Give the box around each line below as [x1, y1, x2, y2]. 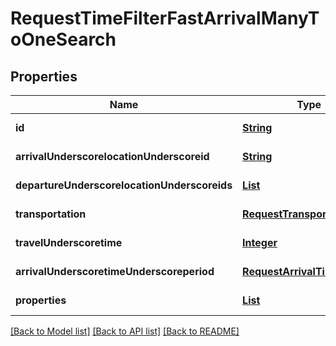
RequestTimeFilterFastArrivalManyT [10, 7, 320, 30]
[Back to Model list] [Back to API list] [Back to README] [10, 325, 240, 337]
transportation [15, 207, 87, 221]
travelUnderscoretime [15, 236, 123, 249]
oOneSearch [10, 28, 117, 51]
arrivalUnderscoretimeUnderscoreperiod [15, 265, 215, 278]
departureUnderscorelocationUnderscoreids [15, 178, 233, 192]
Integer [242, 236, 278, 249]
